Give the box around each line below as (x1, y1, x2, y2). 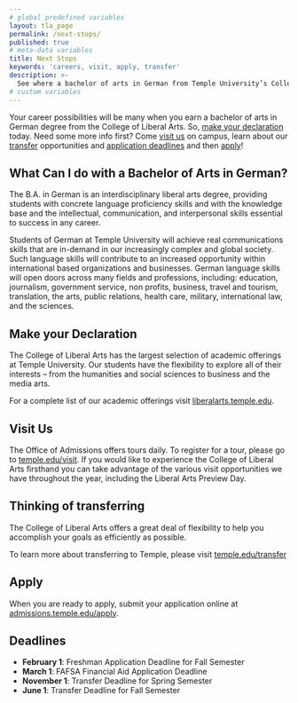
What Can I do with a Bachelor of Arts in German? (9, 165, 288, 180)
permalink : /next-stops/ (9, 29, 101, 38)
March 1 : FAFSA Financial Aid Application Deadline (21, 667, 208, 677)
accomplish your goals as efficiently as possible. (9, 532, 187, 542)
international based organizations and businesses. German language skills (9, 263, 281, 273)
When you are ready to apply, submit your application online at (9, 598, 239, 609)
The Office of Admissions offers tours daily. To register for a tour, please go (9, 445, 286, 455)
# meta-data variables (9, 46, 93, 55)
